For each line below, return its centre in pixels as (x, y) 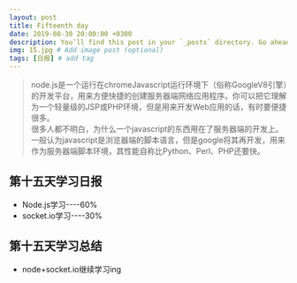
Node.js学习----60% (60, 204)
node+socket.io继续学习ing (72, 269)
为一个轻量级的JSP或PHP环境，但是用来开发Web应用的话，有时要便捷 (159, 107)
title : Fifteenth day (49, 26)
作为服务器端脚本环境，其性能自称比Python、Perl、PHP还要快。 (148, 151)
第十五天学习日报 (56, 182)
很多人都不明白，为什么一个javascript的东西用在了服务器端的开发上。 (157, 129)
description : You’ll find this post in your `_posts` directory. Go (138, 42)
